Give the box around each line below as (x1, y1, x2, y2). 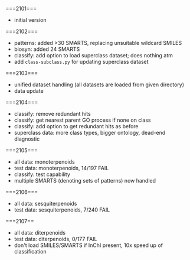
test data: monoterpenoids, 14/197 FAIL (14, 165, 109, 171)
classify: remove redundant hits (14, 110, 91, 117)
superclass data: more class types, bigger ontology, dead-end (14, 129, 166, 136)
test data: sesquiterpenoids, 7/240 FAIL (14, 206, 110, 213)
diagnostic (14, 135, 40, 142)
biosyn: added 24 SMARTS (14, 45, 80, 53)
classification (14, 248, 47, 255)
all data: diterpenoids (14, 229, 66, 236)
